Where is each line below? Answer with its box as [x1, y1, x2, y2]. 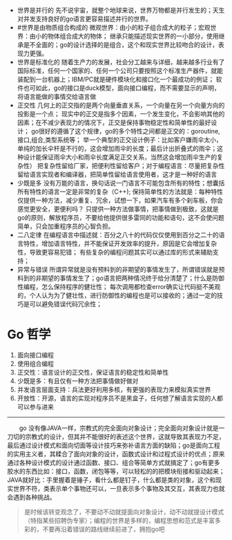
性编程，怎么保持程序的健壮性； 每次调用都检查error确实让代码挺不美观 [17, 283, 221, 290]
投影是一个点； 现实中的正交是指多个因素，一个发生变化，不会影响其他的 [17, 110, 225, 118]
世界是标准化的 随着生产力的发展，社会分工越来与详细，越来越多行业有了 [17, 58, 225, 66]
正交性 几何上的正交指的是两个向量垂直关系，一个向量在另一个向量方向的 [17, 101, 225, 109]
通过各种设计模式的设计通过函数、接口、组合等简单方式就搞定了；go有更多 [7, 458, 220, 467]
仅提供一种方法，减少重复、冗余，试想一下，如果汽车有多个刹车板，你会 [17, 196, 223, 204]
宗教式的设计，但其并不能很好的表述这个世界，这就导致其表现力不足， [25, 432, 225, 440]
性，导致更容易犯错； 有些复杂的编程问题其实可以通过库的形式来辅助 [17, 248, 213, 256]
